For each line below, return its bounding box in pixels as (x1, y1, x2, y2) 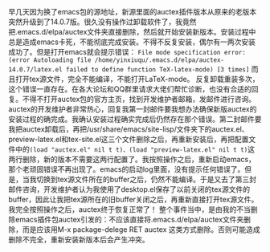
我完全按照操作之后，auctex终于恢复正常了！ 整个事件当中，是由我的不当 (8, 205, 252, 214)
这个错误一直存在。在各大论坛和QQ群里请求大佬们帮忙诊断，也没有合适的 (8, 84, 252, 94)
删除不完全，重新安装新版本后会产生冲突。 (8, 235, 149, 244)
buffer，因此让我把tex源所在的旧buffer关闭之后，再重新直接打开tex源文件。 (8, 195, 259, 204)
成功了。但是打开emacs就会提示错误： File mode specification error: (8, 47, 247, 56)
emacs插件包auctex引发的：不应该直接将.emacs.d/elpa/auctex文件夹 (14, 215, 244, 224)
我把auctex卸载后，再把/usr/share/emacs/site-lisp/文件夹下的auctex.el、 (8, 124, 249, 134)
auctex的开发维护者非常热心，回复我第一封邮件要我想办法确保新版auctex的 (8, 104, 257, 114)
